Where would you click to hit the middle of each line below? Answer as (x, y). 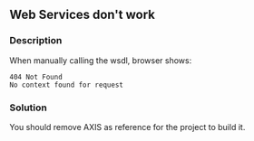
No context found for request (67, 85)
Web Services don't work (83, 15)
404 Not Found (36, 77)
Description (36, 41)
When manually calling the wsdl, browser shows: (101, 60)
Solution (29, 108)
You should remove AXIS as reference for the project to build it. (127, 127)
